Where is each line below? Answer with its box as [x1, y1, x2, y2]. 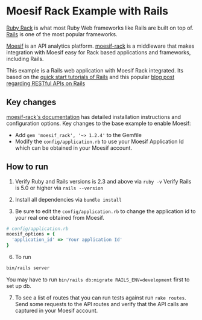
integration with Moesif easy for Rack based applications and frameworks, [6, 48, 191, 56]
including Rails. [6, 55, 44, 62]
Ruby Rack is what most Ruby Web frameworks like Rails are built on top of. [6, 24, 194, 31]
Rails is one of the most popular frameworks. [6, 30, 118, 37]
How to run [6, 162, 49, 172]
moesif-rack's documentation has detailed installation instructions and [6, 113, 181, 120]
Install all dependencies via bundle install [14, 196, 122, 203]
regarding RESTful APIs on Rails [6, 80, 86, 87]
